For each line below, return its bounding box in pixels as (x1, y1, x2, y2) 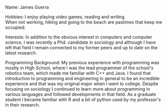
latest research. (5, 50, 37, 56)
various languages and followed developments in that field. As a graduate (5, 92, 156, 97)
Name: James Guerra (5, 4, 49, 10)
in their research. (5, 102, 40, 108)
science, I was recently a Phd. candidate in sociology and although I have (5, 39, 156, 45)
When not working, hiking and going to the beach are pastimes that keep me (5, 19, 163, 25)
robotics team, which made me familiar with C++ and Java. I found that (5, 70, 151, 76)
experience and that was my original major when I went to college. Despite (5, 81, 159, 87)
